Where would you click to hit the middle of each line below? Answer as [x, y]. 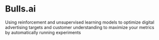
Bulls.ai [21, 9]
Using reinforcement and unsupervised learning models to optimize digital [80, 22]
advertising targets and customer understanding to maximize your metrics [80, 27]
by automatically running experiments [43, 32]
